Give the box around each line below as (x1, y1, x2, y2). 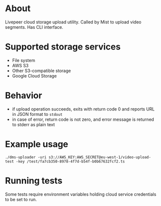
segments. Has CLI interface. (5, 24, 63, 30)
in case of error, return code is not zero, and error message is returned (12, 116, 154, 122)
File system (12, 57, 36, 63)
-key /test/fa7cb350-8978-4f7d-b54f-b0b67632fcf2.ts (16, 159, 125, 164)
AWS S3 (12, 62, 29, 68)
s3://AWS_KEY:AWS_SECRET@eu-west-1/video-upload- (48, 154, 151, 160)
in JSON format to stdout (12, 111, 63, 117)
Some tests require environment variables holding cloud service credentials (5, 191, 157, 197)
